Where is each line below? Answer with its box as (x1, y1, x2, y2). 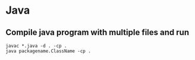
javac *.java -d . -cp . (5, 43, 67, 49)
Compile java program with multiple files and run (5, 27, 190, 37)
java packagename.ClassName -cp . (5, 48, 92, 54)
